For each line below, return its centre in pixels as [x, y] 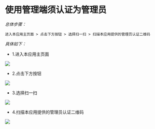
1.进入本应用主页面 [30, 54]
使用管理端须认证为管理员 [56, 10]
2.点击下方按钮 [27, 73]
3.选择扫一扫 [25, 93]
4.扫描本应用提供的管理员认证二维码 [48, 112]
